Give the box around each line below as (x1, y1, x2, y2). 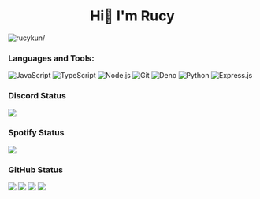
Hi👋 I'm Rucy (90, 7, 175, 25)
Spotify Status (8, 127, 65, 138)
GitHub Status (8, 164, 63, 175)
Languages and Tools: (8, 53, 95, 64)
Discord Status (8, 90, 67, 101)
